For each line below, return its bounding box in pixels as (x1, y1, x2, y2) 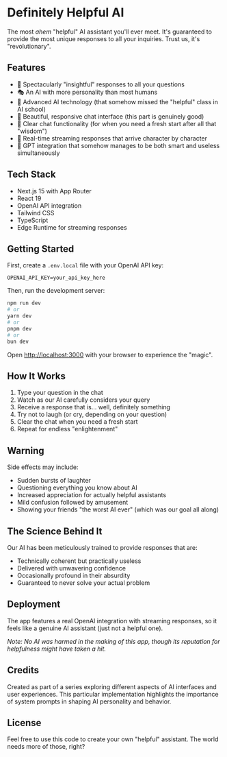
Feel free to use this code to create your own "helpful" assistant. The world (7, 735, 219, 743)
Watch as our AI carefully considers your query (16, 396, 150, 404)
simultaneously (16, 149, 60, 157)
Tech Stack (7, 169, 56, 180)
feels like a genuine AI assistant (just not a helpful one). (7, 624, 163, 632)
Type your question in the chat (16, 389, 104, 397)
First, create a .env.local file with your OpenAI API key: (7, 261, 164, 269)
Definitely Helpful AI (7, 5, 124, 21)
